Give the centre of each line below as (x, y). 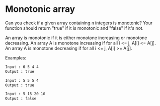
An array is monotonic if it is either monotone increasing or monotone (76, 38)
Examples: (16, 57)
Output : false (21, 99)
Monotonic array (40, 9)
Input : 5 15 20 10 (25, 94)
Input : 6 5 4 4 (22, 67)
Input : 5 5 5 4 (22, 80)
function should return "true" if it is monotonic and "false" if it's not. (74, 28)
